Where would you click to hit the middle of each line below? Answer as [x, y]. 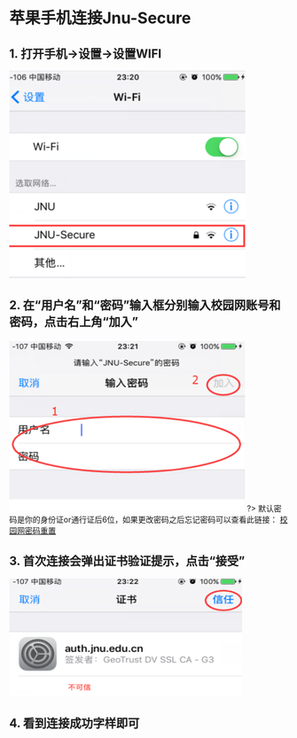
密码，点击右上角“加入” [74, 322]
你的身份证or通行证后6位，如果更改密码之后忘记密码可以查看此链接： [151, 519]
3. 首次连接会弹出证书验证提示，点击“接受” [127, 561]
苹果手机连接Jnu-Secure [100, 18]
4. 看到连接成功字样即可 [74, 723]
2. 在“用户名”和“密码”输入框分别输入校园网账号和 [145, 305]
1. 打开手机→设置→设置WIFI [86, 54]
